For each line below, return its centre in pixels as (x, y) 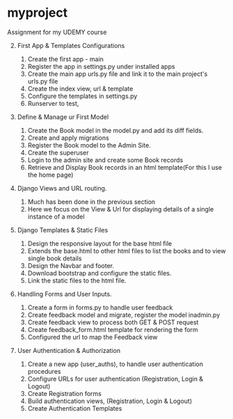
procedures (44, 371)
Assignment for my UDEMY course (57, 32)
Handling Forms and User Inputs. (65, 294)
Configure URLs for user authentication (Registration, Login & (115, 379)
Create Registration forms (65, 393)
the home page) (50, 175)
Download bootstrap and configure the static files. (99, 273)
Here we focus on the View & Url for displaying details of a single (121, 209)
